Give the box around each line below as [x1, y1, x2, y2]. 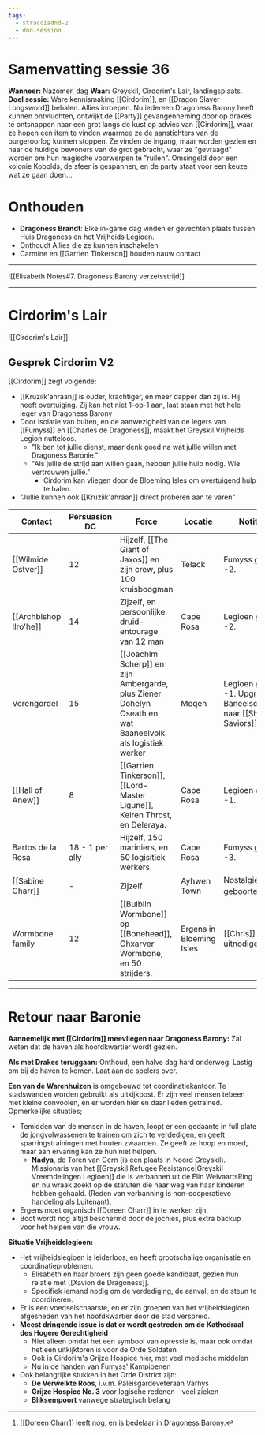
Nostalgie [223, 875, 259, 885]
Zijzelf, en [119, 596, 156, 607]
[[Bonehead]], [119, 929, 173, 940]
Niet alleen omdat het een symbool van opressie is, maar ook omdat [31, 1336, 253, 1346]
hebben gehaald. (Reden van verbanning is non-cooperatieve [31, 1189, 232, 1198]
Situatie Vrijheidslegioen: [8, 1238, 93, 1247]
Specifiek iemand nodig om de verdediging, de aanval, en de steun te [31, 1287, 257, 1296]
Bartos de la [12, 842, 57, 853]
